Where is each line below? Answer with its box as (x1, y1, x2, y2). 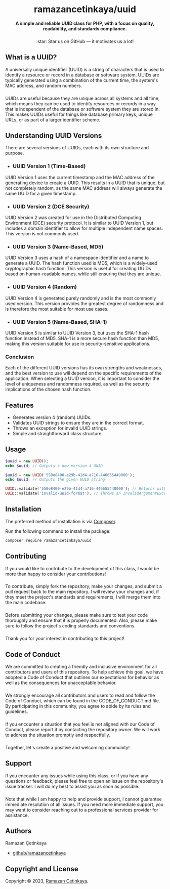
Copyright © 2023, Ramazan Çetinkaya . (5, 878, 89, 884)
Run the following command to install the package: (5, 528, 111, 534)
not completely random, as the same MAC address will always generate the (5, 185, 163, 191)
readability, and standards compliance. (42, 25, 127, 31)
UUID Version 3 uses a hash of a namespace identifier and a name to (5, 255, 149, 261)
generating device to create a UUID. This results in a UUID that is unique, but (5, 180, 165, 186)
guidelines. (5, 708, 28, 714)
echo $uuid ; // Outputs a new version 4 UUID (5, 463, 103, 469)
